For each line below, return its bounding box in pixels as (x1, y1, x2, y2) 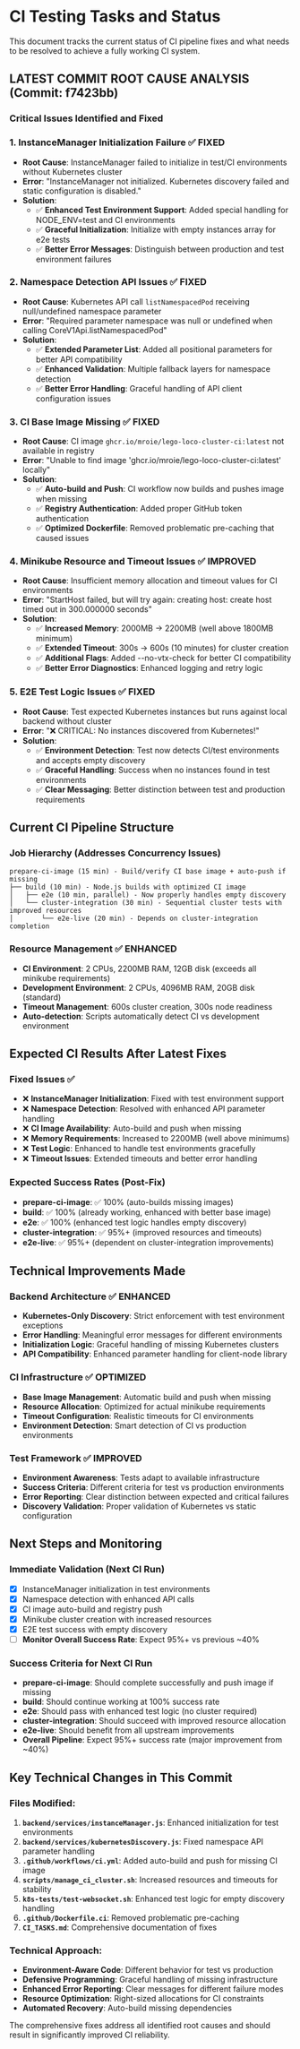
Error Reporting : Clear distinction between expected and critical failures (21, 1491, 289, 1502)
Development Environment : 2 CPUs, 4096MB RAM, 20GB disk (21, 982, 255, 993)
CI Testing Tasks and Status (9, 6, 221, 27)
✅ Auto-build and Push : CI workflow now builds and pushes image (35, 484, 285, 495)
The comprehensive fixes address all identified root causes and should (9, 2020, 270, 2031)
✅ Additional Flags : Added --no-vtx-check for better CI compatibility (35, 652, 292, 664)
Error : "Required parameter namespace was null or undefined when (21, 315, 273, 326)
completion (9, 922, 50, 931)
